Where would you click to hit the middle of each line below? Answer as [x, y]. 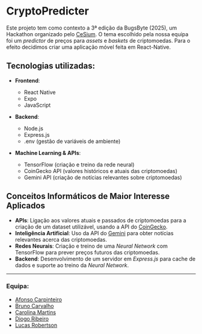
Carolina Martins [35, 312]
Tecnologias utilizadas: [50, 66]
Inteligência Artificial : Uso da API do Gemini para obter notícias [94, 233]
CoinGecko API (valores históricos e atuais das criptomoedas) [101, 171]
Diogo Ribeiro [32, 318]
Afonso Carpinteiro [38, 299]
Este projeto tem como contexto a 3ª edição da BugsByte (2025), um [92, 28]
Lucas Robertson [36, 325]
